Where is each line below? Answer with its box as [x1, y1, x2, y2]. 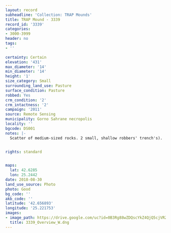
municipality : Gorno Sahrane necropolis [5, 116, 93, 122]
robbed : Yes [5, 92, 31, 98]
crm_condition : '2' [5, 98, 47, 103]
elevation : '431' [5, 59, 42, 64]
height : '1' [5, 74, 31, 79]
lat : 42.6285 [10, 168, 38, 173]
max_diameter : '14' [5, 64, 47, 69]
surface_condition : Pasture [5, 88, 65, 93]
